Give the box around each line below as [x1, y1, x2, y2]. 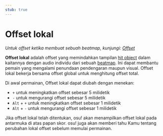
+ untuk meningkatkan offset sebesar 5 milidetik [12, 90, 110, 95]
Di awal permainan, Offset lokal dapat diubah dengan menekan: [5, 80, 134, 86]
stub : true [5, 7, 28, 12]
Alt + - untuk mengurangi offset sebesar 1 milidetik [12, 105, 117, 111]
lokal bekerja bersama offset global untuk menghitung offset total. [5, 70, 139, 76]
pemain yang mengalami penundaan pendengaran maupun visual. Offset [5, 65, 153, 71]
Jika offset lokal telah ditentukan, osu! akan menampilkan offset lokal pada [5, 115, 157, 121]
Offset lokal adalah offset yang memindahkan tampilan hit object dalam [5, 54, 151, 60]
